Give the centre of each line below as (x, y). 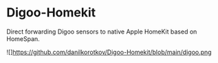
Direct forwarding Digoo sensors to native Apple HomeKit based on (102, 32)
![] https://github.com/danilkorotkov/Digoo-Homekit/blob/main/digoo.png (109, 52)
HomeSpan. (23, 38)
